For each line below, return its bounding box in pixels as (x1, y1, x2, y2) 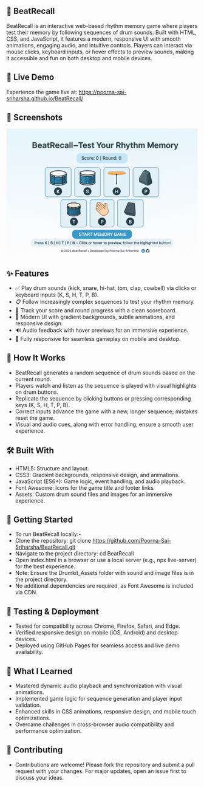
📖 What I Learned (6, 666, 73, 676)
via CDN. (15, 589, 38, 596)
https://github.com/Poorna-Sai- (92, 537, 172, 545)
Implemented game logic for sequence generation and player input (15, 695, 182, 702)
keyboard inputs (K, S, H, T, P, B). (15, 291, 99, 298)
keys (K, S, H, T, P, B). (15, 401, 70, 408)
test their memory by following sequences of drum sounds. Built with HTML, (6, 29, 197, 36)
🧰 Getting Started (6, 514, 73, 524)
